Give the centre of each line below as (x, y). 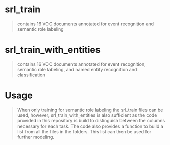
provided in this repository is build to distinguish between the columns (91, 120)
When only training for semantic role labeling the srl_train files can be (90, 110)
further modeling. (36, 137)
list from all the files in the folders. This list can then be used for (84, 131)
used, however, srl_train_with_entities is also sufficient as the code (87, 115)
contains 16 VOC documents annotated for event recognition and (86, 24)
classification (31, 75)
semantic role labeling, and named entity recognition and (77, 69)
